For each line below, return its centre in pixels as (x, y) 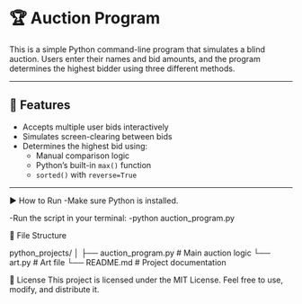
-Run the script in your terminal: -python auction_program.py (122, 218)
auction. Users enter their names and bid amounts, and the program (135, 58)
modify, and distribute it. (54, 289)
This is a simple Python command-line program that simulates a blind (138, 49)
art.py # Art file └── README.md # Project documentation (118, 262)
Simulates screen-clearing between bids (97, 136)
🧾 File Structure (38, 235)
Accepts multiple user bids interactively (95, 127)
